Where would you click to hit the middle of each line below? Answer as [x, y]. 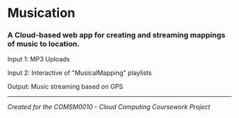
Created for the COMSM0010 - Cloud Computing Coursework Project [109, 107]
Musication [42, 13]
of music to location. [44, 44]
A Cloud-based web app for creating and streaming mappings [116, 35]
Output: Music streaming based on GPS [65, 87]
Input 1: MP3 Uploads [38, 59]
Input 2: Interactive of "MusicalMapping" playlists [80, 73]
